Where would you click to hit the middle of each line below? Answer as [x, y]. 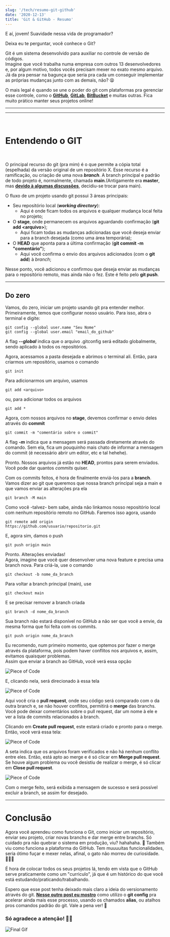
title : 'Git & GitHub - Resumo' [39, 19]
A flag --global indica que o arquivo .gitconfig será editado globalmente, [81, 341]
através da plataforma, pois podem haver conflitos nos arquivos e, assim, [82, 651]
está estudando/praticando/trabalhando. [48, 880]
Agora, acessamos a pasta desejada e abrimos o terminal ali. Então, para [81, 357]
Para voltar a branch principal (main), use [48, 584]
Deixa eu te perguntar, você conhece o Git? [50, 44]
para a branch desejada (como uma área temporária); [76, 238]
